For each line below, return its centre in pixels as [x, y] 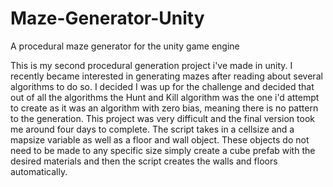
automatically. [39, 171]
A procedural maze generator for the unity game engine [125, 46]
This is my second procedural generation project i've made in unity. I [151, 65]
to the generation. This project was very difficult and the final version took [162, 118]
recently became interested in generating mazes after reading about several [166, 76]
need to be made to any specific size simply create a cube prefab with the [163, 150]
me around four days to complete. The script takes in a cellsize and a [152, 129]
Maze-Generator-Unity [107, 18]
